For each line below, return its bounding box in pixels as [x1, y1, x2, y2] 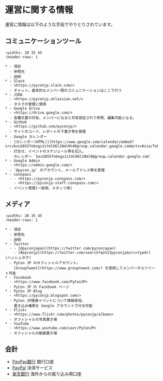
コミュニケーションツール [5, 37, 81, 45]
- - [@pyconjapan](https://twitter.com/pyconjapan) [9, 246, 116, 251]
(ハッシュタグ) [5, 255, 32, 260]
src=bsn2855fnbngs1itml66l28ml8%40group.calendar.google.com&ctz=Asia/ [5, 144, 153, 148]
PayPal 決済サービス [12, 365, 53, 371]
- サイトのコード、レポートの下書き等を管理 [9, 129, 86, 134]
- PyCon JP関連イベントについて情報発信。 [9, 298, 85, 303]
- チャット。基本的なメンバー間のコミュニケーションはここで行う [9, 88, 122, 93]
